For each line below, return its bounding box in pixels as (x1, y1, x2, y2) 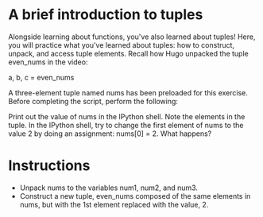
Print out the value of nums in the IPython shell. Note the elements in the (8, 111, 246, 121)
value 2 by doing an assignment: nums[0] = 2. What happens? (8, 129, 212, 138)
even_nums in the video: (8, 57, 88, 67)
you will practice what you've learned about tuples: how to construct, (8, 40, 235, 49)
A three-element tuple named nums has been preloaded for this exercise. (8, 87, 248, 97)
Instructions (8, 157, 91, 175)
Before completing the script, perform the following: (8, 96, 179, 106)
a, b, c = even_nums (8, 72, 75, 82)
